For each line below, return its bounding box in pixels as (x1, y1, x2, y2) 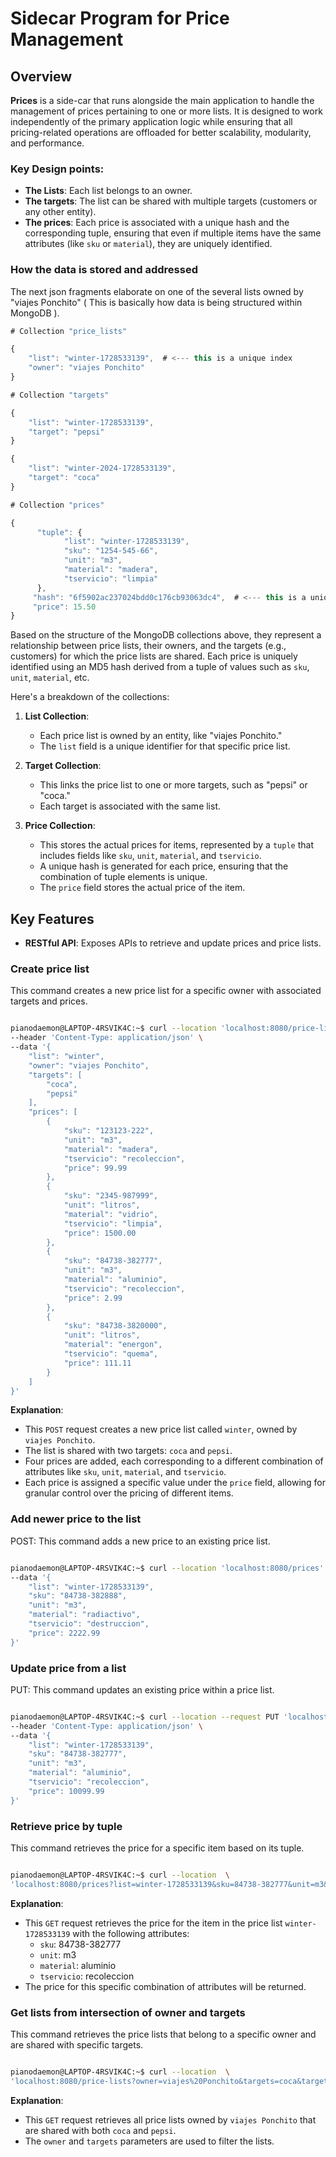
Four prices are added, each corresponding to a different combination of (24, 1455, 324, 1467)
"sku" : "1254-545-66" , (63, 546, 159, 556)
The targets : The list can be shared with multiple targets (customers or (24, 195, 318, 207)
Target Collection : (24, 760, 102, 772)
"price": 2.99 (63, 1293, 123, 1303)
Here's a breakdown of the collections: (10, 691, 170, 703)
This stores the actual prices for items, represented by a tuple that (39, 839, 314, 851)
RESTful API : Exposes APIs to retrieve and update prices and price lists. (24, 937, 322, 949)
